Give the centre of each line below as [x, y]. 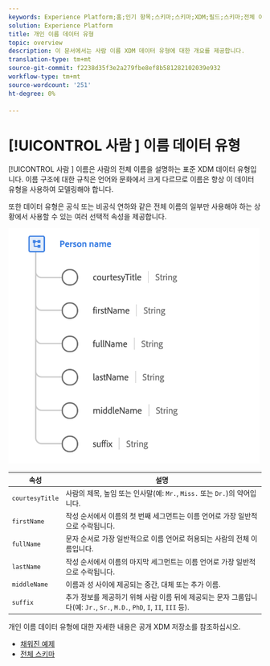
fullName [27, 544]
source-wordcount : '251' [50, 85]
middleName [30, 585]
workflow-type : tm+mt [45, 77]
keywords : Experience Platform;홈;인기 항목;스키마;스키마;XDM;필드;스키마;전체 [132, 17]
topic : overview [35, 43]
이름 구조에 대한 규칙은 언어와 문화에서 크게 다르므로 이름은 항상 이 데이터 [140, 179]
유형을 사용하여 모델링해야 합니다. [61, 189]
